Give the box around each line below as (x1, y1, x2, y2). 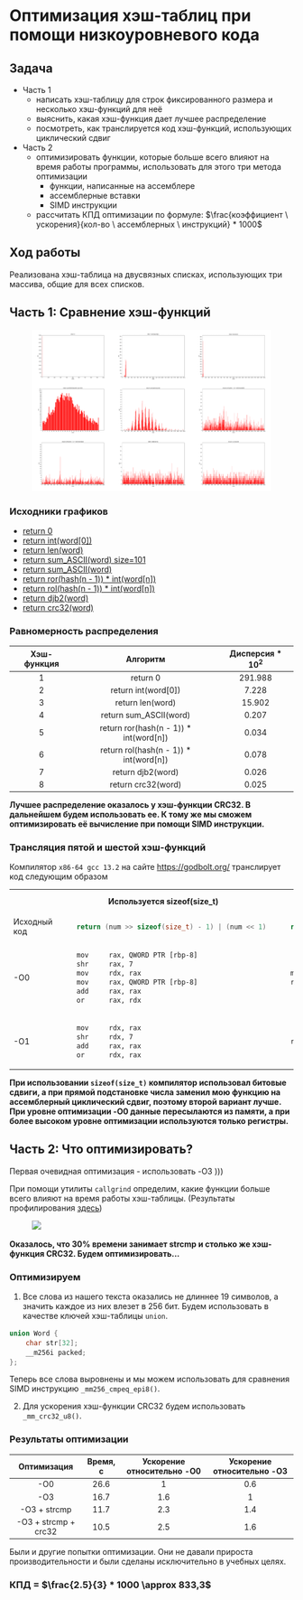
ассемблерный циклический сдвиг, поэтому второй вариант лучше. (9, 1096, 282, 1107)
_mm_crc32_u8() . (22, 1410, 83, 1421)
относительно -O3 (213, 1465, 289, 1477)
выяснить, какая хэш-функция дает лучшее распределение (35, 114, 267, 124)
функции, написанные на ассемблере (49, 181, 196, 191)
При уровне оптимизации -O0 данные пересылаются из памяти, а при (9, 1106, 290, 1117)
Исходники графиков (9, 505, 108, 518)
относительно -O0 (125, 1465, 201, 1477)
